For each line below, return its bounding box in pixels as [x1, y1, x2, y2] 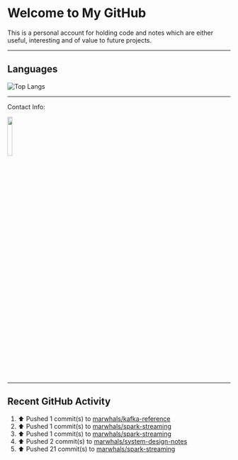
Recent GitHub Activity [7, 395, 111, 407]
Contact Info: [7, 102, 46, 111]
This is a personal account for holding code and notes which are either [7, 28, 214, 37]
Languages [7, 63, 58, 75]
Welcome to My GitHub [7, 5, 147, 21]
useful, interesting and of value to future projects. [7, 35, 152, 44]
